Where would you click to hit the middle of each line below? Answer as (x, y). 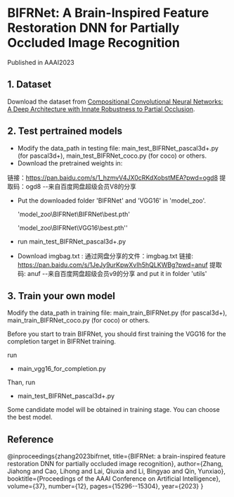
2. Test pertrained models (65, 131)
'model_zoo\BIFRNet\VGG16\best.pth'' (72, 227)
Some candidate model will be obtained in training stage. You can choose (113, 410)
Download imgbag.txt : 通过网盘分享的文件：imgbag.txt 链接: (105, 256)
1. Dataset (29, 85)
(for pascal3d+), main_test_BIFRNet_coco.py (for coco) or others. (112, 156)
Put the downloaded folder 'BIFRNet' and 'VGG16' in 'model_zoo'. (111, 200)
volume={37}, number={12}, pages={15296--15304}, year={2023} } (105, 486)
